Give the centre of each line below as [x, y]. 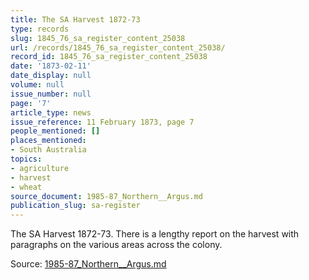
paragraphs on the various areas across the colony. [116, 245]
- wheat [26, 187]
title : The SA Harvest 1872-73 [75, 19]
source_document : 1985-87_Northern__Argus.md [106, 196]
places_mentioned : [48, 141]
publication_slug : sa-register [75, 206]
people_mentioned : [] [55, 131]
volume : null [37, 85]
